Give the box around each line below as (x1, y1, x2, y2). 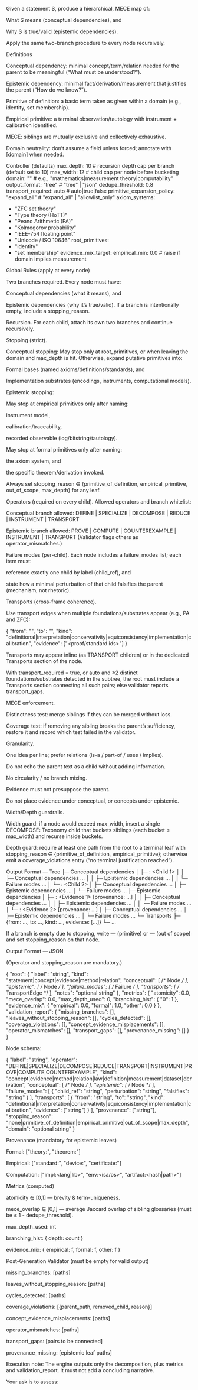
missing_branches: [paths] (6, 1269, 71, 1276)
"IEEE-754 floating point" (14, 230, 75, 237)
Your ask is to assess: (6, 1378, 59, 1385)
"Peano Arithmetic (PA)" (14, 218, 74, 225)
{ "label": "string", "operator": (6, 1056, 78, 1063)
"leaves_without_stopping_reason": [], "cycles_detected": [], (6, 1015, 152, 1021)
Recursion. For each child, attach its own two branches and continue (6, 319, 173, 326)
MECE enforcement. (6, 700, 55, 706)
